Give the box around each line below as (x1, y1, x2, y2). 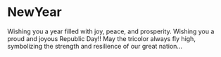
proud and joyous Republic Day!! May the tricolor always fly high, (7, 34, 196, 42)
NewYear (7, 4, 62, 20)
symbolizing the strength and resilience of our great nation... (7, 42, 183, 50)
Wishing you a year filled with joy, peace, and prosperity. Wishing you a (7, 27, 215, 35)
